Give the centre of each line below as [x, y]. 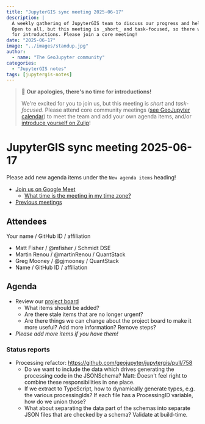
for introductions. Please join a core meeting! [75, 35]
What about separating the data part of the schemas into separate [107, 408]
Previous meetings [38, 203]
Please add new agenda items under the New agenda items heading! [91, 178]
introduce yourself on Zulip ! [56, 123]
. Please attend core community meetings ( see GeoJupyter [116, 110]
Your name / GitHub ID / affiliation [49, 236]
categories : [21, 63]
